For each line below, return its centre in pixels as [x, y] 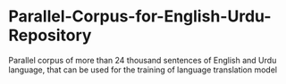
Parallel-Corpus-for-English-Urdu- [140, 17]
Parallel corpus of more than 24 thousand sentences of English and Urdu [143, 60]
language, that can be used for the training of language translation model [143, 70]
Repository [50, 35]
